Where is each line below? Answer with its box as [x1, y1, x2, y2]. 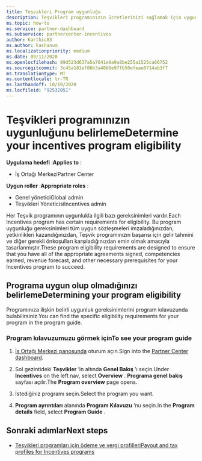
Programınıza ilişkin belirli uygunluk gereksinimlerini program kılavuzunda [6, 306, 188, 313]
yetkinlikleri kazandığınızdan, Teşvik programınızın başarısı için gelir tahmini [6, 231, 194, 238]
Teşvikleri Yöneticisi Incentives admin [14, 200, 106, 207]
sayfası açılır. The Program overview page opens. [14, 378, 138, 386]
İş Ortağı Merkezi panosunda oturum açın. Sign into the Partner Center [14, 347, 188, 354]
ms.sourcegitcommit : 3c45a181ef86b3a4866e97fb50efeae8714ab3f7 [6, 64, 168, 71]
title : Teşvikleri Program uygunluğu [6, 8, 101, 15]
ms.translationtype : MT [6, 71, 66, 77]
